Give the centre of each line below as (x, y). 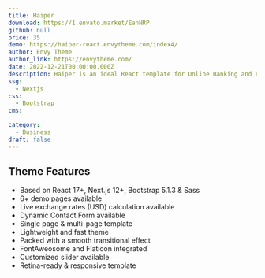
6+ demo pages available (61, 198)
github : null (30, 30)
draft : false (30, 139)
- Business (33, 132)
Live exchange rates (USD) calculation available (97, 207)
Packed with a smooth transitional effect (85, 240)
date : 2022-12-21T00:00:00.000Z (61, 67)
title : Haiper (32, 15)
